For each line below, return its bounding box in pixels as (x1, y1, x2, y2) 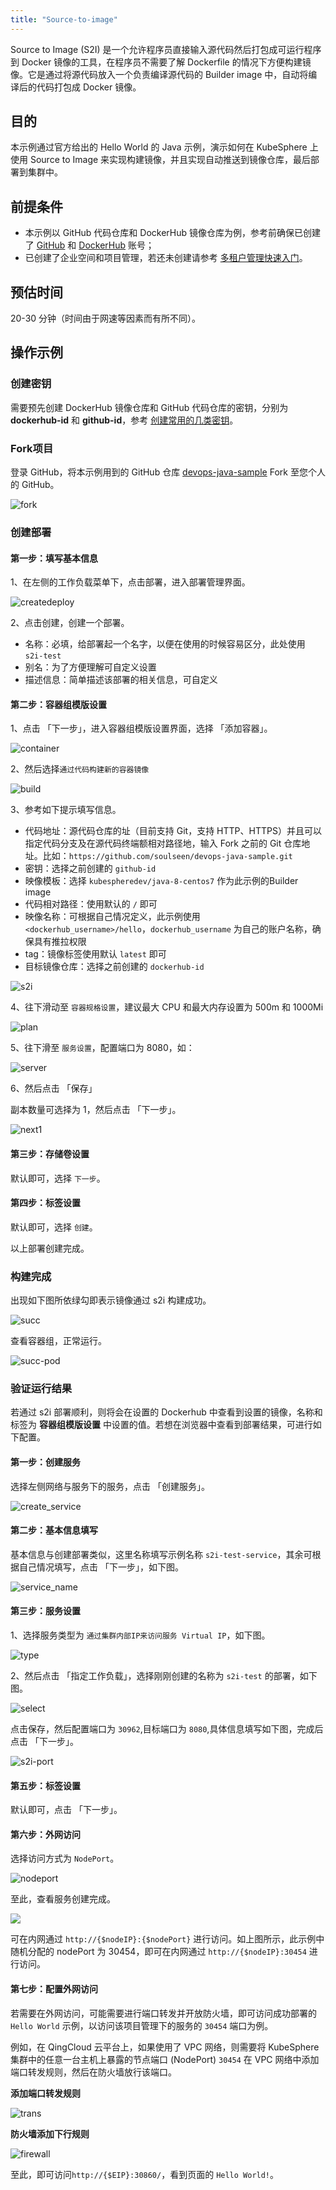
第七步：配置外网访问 (10, 1982, 98, 1995)
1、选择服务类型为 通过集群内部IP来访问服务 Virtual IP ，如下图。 (10, 1629, 271, 1641)
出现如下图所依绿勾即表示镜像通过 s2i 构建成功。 (10, 1294, 212, 1306)
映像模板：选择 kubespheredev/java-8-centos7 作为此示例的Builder (24, 875, 299, 887)
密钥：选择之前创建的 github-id (24, 862, 157, 875)
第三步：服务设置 (10, 1605, 81, 1617)
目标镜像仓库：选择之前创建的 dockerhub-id (24, 961, 205, 973)
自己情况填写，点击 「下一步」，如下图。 (18, 1561, 184, 1573)
